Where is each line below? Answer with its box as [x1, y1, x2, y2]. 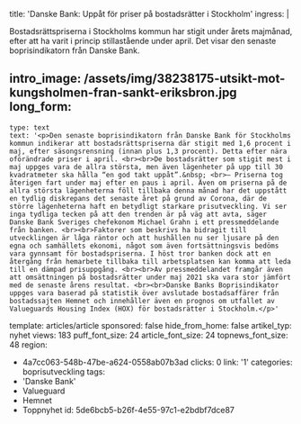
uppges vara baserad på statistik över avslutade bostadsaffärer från [9, 288, 279, 297]
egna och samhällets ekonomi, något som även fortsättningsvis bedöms [9, 241, 279, 250]
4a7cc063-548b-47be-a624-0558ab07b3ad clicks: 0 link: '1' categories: [22, 356, 293, 367]
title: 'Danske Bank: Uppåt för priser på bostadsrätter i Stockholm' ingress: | [9, 9, 289, 19]
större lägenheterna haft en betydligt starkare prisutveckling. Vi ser [9, 202, 288, 211]
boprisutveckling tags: [22, 365, 106, 377]
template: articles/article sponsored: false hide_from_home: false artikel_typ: [9, 320, 292, 330]
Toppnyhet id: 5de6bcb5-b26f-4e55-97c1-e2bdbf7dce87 [22, 404, 235, 415]
